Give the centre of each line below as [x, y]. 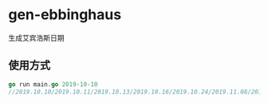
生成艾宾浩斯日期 [36, 38]
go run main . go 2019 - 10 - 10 [53, 84]
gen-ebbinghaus [65, 15]
